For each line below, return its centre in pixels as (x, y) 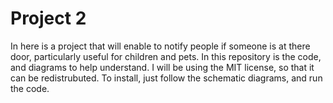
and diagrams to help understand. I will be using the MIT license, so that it (162, 67)
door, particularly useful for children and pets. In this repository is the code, (166, 56)
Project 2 (48, 18)
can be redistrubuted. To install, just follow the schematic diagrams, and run (166, 78)
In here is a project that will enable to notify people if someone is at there (160, 46)
